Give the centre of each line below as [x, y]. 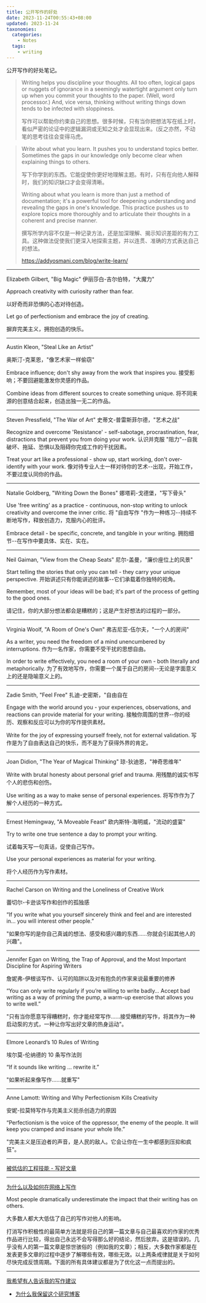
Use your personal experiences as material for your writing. [81, 858]
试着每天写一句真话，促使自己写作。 [52, 846]
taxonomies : [21, 29]
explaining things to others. [56, 162]
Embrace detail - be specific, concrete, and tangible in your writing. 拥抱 [97, 533]
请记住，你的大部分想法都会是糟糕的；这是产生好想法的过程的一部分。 [95, 610]
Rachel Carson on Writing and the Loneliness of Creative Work [85, 889]
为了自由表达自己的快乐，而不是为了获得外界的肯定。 [84, 743]
